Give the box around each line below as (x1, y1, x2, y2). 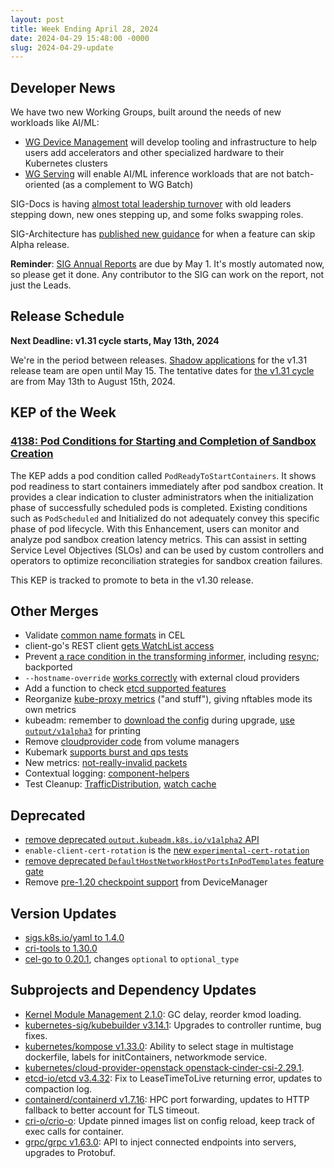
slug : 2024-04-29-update (10, 42, 114, 53)
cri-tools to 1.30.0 (24, 942, 98, 954)
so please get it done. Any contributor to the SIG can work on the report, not (10, 269, 325, 281)
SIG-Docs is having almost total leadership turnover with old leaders (10, 198, 292, 210)
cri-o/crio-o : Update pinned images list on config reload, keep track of (24, 1114, 315, 1126)
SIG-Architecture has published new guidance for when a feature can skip (10, 228, 316, 240)
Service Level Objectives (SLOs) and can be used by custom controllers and (10, 544, 325, 556)
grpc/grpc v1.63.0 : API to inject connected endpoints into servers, (24, 1136, 297, 1148)
